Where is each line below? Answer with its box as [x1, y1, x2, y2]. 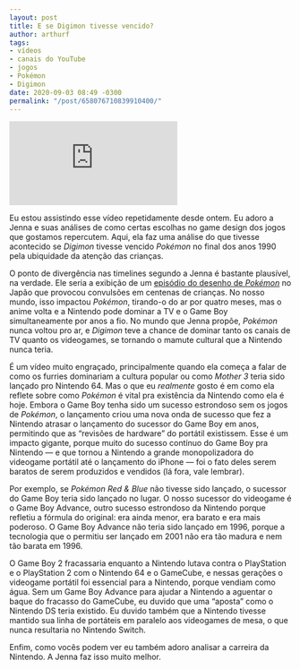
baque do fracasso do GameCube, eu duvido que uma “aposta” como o [9, 596, 274, 607]
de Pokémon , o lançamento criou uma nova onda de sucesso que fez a [9, 409, 271, 420]
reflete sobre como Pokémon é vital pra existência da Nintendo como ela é [9, 390, 285, 401]
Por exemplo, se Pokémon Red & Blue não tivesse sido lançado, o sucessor [9, 484, 287, 494]
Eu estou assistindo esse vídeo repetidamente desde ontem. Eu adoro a [9, 212, 274, 224]
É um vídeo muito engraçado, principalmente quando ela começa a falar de [9, 362, 287, 373]
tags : [9, 38, 30, 47]
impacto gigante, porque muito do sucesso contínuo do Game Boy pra [9, 438, 269, 449]
